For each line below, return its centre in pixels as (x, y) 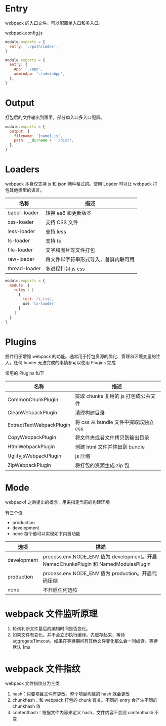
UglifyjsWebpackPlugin (35, 456)
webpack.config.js (24, 33)
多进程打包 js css (65, 269)
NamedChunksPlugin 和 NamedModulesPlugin (97, 564)
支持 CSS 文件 (62, 222)
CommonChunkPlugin (33, 399)
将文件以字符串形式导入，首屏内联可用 (90, 259)
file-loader (20, 249)
